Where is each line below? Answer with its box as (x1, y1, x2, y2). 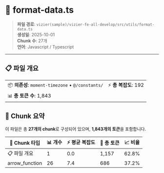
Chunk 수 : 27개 (17, 38, 47, 44)
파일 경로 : (17, 21, 36, 27)
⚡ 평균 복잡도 (66, 139, 96, 146)
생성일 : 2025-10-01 (17, 31, 55, 37)
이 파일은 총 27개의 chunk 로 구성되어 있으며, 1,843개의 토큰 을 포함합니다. (5, 126, 146, 132)
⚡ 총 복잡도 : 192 (108, 81, 144, 88)
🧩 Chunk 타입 (9, 140, 41, 147)
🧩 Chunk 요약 (5, 112, 45, 121)
